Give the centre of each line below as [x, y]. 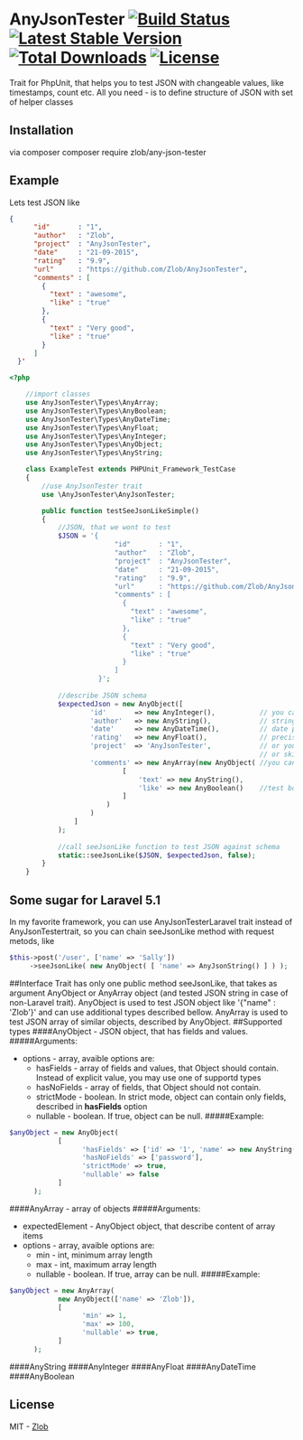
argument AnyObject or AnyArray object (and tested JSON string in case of [149, 993]
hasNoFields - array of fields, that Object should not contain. [148, 1087]
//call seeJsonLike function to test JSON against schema [169, 846]
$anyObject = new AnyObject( [64, 1132]
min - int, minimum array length [94, 1255]
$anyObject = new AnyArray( [62, 1290]
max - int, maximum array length [96, 1264]
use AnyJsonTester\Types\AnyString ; [95, 453]
